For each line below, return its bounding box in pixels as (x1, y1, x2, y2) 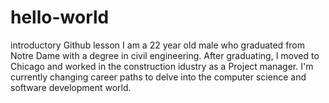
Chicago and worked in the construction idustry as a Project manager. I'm (10, 60, 314, 72)
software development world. (10, 81, 132, 93)
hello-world (10, 6, 110, 29)
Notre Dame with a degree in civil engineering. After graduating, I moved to (10, 49, 320, 61)
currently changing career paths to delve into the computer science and (10, 71, 307, 83)
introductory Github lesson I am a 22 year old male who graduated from (10, 39, 306, 51)
